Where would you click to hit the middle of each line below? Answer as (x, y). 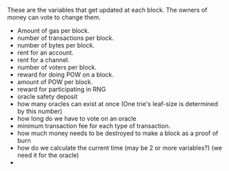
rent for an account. (45, 52)
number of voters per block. (57, 67)
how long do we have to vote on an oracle (77, 119)
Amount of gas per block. (53, 31)
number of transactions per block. (66, 38)
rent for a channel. (43, 60)
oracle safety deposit (47, 97)
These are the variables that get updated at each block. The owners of (107, 10)
